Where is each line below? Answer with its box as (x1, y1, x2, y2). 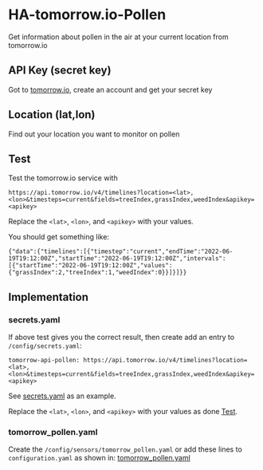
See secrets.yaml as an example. (8, 391, 117, 401)
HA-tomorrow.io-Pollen (8, 6, 167, 24)
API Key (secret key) (8, 64, 112, 77)
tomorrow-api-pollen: (8, 357, 80, 365)
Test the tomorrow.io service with (8, 173, 118, 183)
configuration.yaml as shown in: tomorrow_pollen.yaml (8, 453, 191, 463)
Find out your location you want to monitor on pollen (8, 129, 180, 139)
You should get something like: (8, 232, 110, 242)
